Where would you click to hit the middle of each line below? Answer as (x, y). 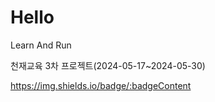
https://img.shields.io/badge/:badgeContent (101, 85)
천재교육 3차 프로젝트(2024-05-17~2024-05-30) (108, 65)
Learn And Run (41, 45)
